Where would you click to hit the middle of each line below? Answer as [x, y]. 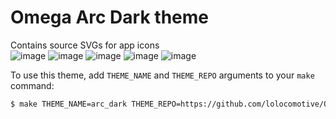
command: [32, 85]
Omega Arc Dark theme [109, 17]
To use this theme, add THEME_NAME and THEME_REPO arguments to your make [162, 75]
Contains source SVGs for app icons [85, 45]
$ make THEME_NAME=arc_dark [69, 104]
